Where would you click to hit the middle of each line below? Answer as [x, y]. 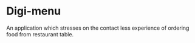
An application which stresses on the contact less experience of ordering [98, 28]
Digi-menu [34, 11]
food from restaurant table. [40, 34]
